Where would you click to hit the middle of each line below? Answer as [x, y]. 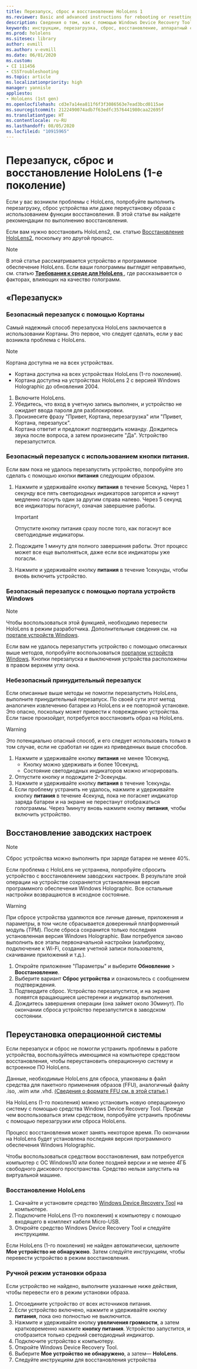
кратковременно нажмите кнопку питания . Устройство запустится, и [102, 1329]
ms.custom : [19, 60]
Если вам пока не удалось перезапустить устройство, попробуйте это [95, 469]
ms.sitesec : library [31, 39]
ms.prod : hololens [28, 33]
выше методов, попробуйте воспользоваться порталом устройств [90, 653]
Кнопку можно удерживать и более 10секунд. [81, 765]
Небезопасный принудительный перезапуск [74, 680]
